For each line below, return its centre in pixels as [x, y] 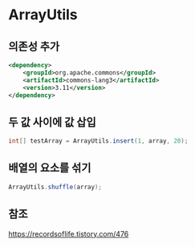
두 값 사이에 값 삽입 [52, 122]
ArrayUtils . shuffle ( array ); [55, 187]
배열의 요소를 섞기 [50, 168]
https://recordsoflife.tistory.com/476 [69, 233]
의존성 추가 [34, 46]
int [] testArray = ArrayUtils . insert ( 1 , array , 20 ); [98, 141]
